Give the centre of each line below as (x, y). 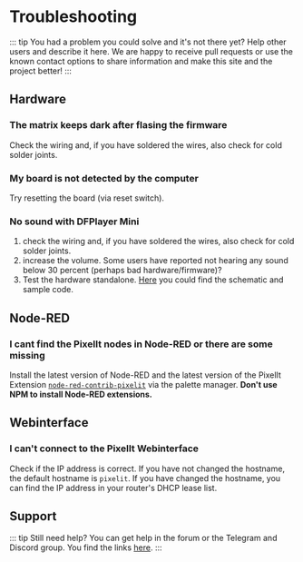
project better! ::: (41, 71)
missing (27, 355)
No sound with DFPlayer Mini (74, 222)
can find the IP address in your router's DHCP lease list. (113, 488)
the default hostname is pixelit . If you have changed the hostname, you (145, 478)
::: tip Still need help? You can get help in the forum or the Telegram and (143, 538)
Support (33, 516)
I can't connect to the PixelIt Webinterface (104, 449)
